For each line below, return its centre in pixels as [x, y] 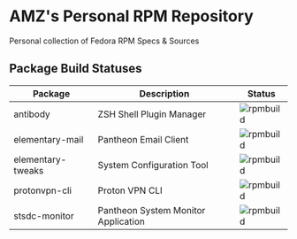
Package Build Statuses [76, 69]
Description [164, 93]
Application [122, 221]
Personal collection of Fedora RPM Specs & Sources [104, 41]
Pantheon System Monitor [152, 210]
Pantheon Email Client [143, 139]
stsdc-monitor [44, 216]
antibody [32, 114]
